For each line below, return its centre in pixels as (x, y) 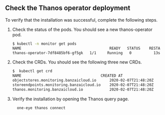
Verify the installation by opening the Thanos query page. (70, 99)
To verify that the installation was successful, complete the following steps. (81, 20)
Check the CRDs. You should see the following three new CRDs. (77, 62)
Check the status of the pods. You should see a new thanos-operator (82, 29)
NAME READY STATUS (76, 48)
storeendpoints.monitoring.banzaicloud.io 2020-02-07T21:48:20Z (83, 85)
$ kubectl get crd (32, 71)
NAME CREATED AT (67, 76)
